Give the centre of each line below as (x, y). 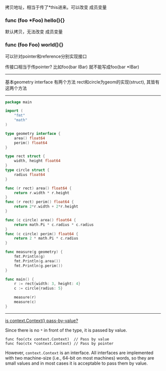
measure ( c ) (25, 302)
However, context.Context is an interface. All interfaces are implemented (79, 353)
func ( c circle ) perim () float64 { (42, 234)
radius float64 (30, 174)
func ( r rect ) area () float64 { (38, 188)
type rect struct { (25, 156)
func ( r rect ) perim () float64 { (40, 202)
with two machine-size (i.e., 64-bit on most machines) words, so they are (80, 358)
